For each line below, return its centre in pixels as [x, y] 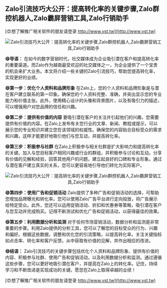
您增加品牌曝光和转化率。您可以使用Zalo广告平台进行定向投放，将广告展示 [82, 199]
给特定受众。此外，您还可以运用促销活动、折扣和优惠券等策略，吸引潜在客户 [83, 205]
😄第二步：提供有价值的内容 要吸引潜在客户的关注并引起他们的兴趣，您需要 [82, 117]
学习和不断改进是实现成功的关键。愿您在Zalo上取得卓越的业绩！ [71, 270]
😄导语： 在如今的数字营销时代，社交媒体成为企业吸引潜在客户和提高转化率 [82, 58]
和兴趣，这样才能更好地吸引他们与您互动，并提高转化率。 [64, 136]
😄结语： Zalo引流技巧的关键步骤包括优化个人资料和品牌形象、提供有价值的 [82, 251]
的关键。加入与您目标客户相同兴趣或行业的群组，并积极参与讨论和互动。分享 [83, 152]
